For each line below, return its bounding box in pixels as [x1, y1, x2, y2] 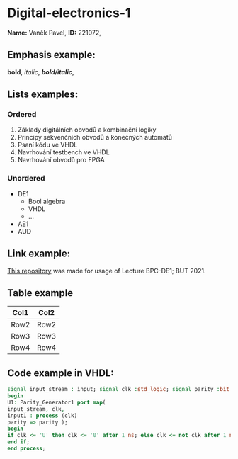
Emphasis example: [7, 49, 96, 61]
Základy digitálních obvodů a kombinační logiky [17, 125, 157, 134]
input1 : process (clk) [7, 412, 78, 419]
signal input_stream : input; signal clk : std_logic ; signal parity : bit [7, 386, 230, 393]
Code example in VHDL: [7, 367, 115, 379]
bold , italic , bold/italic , [7, 67, 74, 76]
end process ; [7, 445, 46, 453]
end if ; [7, 438, 30, 446]
